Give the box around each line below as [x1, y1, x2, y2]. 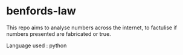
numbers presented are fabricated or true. [6, 30, 112, 37]
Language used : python [6, 42, 67, 49]
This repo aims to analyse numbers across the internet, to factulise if [6, 24, 177, 31]
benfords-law [6, 4, 77, 18]
